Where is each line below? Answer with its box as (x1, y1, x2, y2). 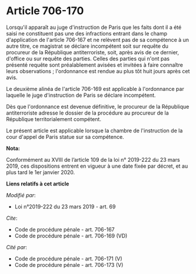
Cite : (6, 214, 18, 221)
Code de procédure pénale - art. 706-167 (14, 226, 115, 233)
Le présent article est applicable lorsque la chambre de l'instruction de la (6, 127, 183, 134)
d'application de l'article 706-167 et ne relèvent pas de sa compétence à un (6, 36, 190, 43)
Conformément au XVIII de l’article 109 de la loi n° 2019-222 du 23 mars (6, 156, 181, 163)
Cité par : (6, 243, 28, 250)
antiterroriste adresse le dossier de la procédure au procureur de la (6, 109, 169, 116)
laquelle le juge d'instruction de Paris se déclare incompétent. (6, 92, 156, 99)
